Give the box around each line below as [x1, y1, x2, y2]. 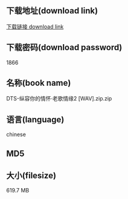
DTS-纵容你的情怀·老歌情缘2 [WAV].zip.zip [6, 95, 112, 102]
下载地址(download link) [6, 5, 98, 16]
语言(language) [6, 114, 65, 125]
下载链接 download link [6, 23, 64, 30]
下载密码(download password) [6, 42, 123, 53]
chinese [6, 131, 26, 138]
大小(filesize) [6, 171, 56, 181]
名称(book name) [6, 78, 71, 88]
